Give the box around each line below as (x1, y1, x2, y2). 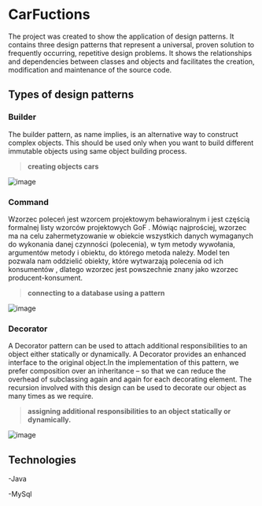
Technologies (8, 453, 77, 467)
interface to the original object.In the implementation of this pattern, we (8, 358, 239, 367)
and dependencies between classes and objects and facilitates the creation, (8, 57, 255, 66)
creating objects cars (27, 162, 99, 171)
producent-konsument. (8, 273, 83, 282)
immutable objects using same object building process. (8, 146, 187, 155)
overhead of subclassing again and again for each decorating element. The (8, 374, 252, 384)
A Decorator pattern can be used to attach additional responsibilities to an (8, 341, 248, 351)
